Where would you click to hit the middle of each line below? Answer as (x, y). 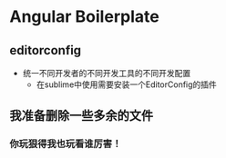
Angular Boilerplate (84, 17)
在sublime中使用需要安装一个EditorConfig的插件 (126, 84)
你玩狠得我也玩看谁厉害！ (66, 144)
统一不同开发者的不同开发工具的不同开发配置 (107, 73)
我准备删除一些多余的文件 (81, 116)
